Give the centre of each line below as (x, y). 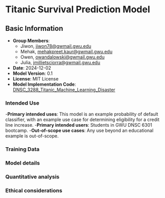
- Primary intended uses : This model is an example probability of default (82, 114)
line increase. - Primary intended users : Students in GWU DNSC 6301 (79, 125)
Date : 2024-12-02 (32, 68)
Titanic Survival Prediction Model (78, 9)
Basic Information (34, 28)
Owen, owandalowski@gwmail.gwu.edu (63, 57)
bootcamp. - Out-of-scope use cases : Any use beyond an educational (79, 131)
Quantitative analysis (33, 177)
